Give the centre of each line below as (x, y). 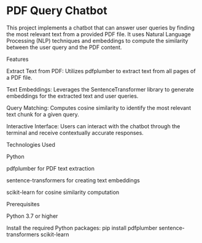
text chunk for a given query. (43, 114)
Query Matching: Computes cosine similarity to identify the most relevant (99, 107)
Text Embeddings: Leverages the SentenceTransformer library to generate (100, 89)
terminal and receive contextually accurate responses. (75, 133)
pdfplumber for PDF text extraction (51, 168)
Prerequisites (23, 204)
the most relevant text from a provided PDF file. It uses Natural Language (99, 34)
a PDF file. (19, 77)
